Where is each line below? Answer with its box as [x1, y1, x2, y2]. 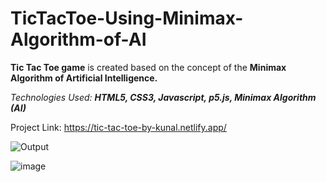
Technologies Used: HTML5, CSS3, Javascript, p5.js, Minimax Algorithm [10, 91, 317, 103]
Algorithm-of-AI [10, 28, 147, 51]
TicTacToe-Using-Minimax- [10, 7, 244, 30]
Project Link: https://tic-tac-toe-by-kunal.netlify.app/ [10, 121, 227, 133]
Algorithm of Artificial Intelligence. [10, 72, 158, 84]
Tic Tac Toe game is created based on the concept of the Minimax [10, 61, 287, 73]
